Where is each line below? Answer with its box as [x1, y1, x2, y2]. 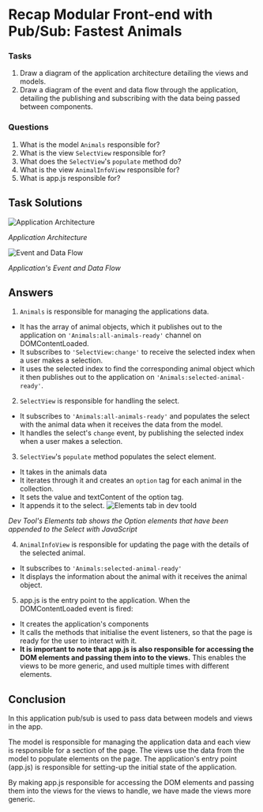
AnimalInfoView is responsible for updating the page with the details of [19, 539, 250, 550]
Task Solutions [8, 196, 83, 210]
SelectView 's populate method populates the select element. [19, 452, 216, 461]
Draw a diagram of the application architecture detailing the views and [19, 69, 249, 78]
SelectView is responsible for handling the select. [19, 397, 180, 406]
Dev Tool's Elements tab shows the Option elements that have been [8, 516, 229, 526]
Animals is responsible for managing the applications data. [19, 306, 209, 317]
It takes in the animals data [19, 468, 107, 477]
